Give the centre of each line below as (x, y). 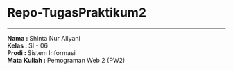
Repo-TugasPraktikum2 (77, 13)
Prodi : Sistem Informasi (42, 52)
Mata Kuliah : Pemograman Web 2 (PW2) (66, 60)
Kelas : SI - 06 (28, 45)
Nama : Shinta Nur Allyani (44, 38)
